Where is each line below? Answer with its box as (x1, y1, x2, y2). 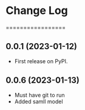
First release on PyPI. (14, 57, 68, 64)
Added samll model (14, 98, 63, 105)
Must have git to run (14, 91, 65, 98)
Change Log (5, 4, 68, 18)
